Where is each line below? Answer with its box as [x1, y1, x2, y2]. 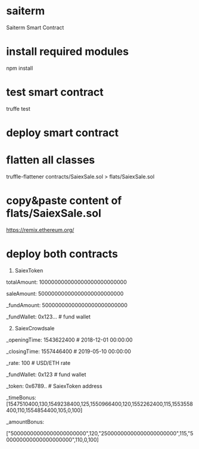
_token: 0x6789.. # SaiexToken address [6, 382, 102, 389]
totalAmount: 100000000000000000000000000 [6, 278, 127, 286]
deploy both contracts [6, 247, 118, 261]
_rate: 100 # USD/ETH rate [6, 359, 71, 366]
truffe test [6, 105, 31, 112]
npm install [6, 64, 33, 72]
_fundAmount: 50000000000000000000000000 [6, 301, 128, 308]
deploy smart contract [6, 126, 119, 140]
